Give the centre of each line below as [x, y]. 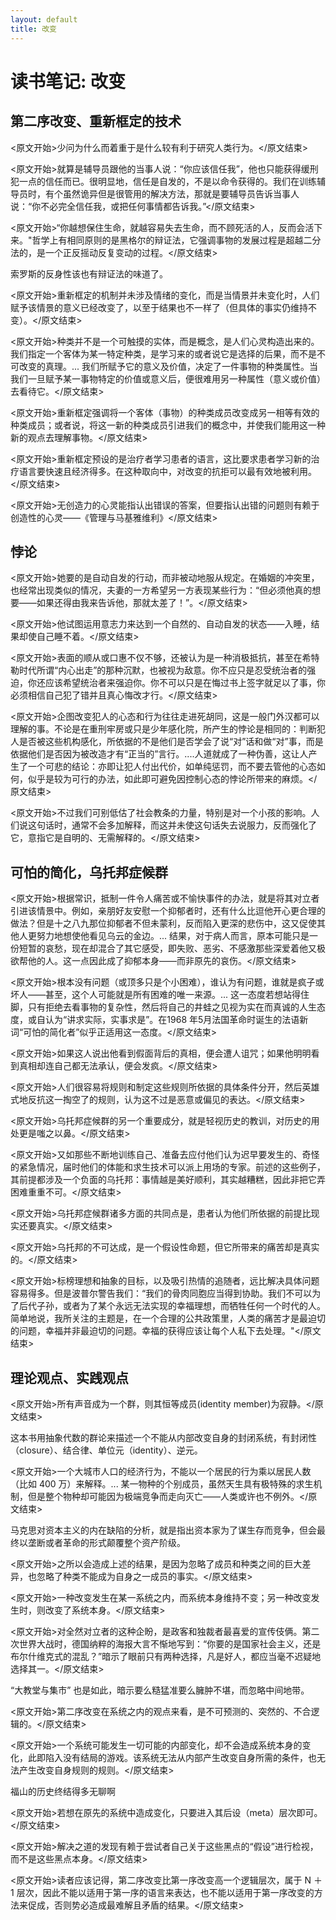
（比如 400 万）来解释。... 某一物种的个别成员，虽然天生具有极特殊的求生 [162, 1483]
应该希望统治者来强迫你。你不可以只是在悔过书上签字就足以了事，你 [185, 683]
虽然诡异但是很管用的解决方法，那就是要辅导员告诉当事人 [181, 193]
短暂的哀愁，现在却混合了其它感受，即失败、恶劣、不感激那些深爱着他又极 [172, 948]
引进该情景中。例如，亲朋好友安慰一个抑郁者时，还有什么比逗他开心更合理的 [168, 911]
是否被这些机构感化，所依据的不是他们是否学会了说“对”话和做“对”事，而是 [171, 742]
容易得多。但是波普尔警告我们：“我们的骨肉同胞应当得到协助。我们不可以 [161, 1293]
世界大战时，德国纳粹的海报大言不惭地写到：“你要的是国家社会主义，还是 [170, 1643]
